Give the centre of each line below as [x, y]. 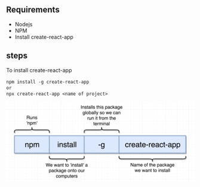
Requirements [33, 10]
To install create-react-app [39, 70]
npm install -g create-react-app [48, 82]
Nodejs [24, 24]
